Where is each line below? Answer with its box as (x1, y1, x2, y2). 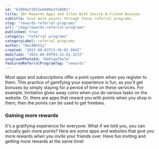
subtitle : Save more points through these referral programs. (5, 16, 134, 21)
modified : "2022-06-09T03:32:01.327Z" (5, 52, 84, 57)
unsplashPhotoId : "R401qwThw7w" (5, 57, 71, 61)
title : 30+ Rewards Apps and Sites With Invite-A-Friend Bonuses (5, 12, 140, 16)
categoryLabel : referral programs (5, 39, 75, 44)
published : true (5, 30, 38, 34)
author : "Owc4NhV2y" (5, 43, 47, 48)
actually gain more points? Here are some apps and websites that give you (5, 128, 155, 134)
